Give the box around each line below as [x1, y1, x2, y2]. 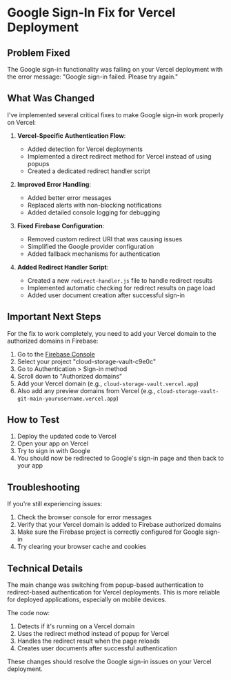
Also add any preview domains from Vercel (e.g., [17, 386, 156, 394]
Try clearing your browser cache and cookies [17, 543, 147, 551]
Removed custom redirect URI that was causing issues [27, 234, 183, 243]
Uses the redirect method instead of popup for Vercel [17, 630, 170, 638]
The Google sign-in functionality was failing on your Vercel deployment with [7, 66, 223, 73]
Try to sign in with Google [17, 447, 91, 455]
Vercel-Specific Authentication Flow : [17, 131, 126, 139]
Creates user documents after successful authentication [17, 644, 177, 652]
